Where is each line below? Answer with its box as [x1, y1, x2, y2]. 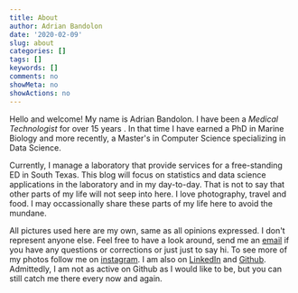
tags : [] [9, 55, 42, 64]
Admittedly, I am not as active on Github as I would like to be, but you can [9, 263, 283, 274]
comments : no [9, 72, 59, 81]
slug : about [9, 38, 54, 48]
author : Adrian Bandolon [9, 22, 103, 31]
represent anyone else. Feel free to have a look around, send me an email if [9, 234, 290, 245]
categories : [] [9, 47, 67, 56]
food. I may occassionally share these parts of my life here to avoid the [9, 197, 274, 208]
